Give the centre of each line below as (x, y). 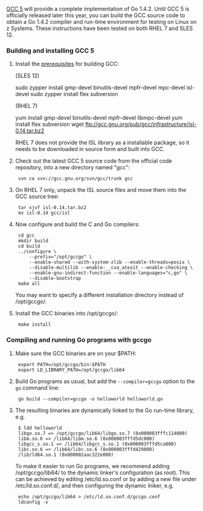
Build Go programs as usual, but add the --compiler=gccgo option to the (105, 381)
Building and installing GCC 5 (50, 50)
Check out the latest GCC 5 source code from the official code (94, 161)
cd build (29, 246)
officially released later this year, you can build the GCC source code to (96, 15)
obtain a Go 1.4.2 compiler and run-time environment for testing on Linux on (101, 22)
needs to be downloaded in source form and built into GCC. (90, 149)
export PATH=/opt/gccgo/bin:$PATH (62, 364)
